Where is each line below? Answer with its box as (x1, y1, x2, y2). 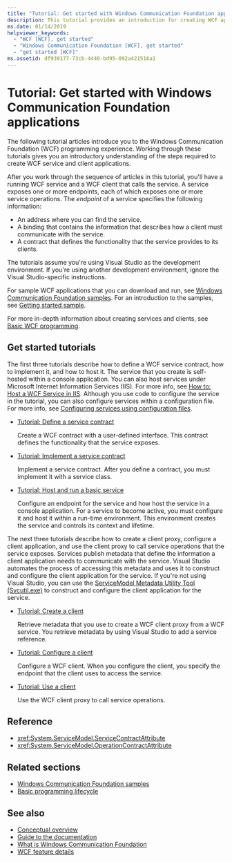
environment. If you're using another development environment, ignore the (7, 265, 220, 274)
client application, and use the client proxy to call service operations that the (7, 542, 224, 550)
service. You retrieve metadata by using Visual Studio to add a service (17, 627, 217, 636)
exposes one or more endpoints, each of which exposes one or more (7, 187, 204, 196)
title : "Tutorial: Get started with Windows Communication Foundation (7, 10, 215, 17)
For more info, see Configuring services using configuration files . (7, 404, 193, 412)
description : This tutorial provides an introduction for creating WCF (7, 17, 217, 24)
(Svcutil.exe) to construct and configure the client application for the (7, 585, 202, 594)
